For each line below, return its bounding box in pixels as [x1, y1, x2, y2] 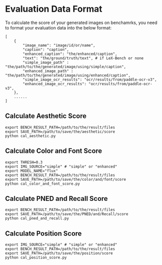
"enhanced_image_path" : [23, 69, 74, 73]
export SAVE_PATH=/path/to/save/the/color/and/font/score [5, 177, 126, 182]
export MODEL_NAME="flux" [5, 168, 58, 173]
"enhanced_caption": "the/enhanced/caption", [23, 51, 118, 56]
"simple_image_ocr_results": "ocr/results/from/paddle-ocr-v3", [23, 77, 157, 82]
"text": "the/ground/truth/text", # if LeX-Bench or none [23, 55, 144, 61]
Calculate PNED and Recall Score [5, 194, 108, 203]
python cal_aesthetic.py [5, 133, 56, 138]
